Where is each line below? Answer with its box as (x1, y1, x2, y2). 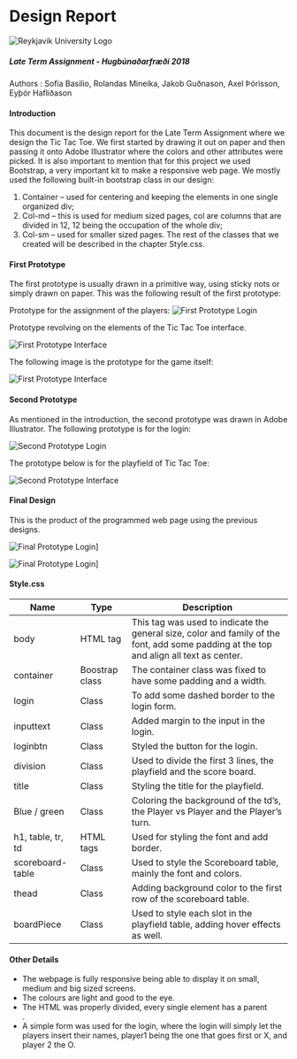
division (13, 760, 46, 772)
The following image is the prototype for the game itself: (9, 357, 214, 367)
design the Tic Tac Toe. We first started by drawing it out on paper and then (9, 137, 286, 148)
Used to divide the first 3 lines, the (131, 754, 274, 767)
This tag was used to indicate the (131, 615, 270, 628)
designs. (9, 524, 41, 535)
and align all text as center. (131, 649, 243, 661)
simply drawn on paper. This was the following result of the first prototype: (9, 288, 281, 298)
